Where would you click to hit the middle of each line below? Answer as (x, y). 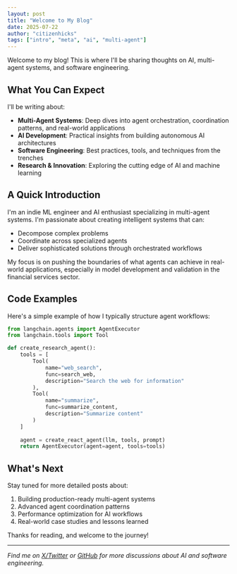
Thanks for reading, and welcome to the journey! (78, 535)
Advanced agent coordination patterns (74, 507)
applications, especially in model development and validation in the (122, 269)
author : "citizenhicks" (42, 33)
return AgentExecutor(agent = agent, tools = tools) (93, 446)
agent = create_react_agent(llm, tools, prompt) (93, 440)
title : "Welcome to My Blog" (50, 20)
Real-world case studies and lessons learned (83, 522)
